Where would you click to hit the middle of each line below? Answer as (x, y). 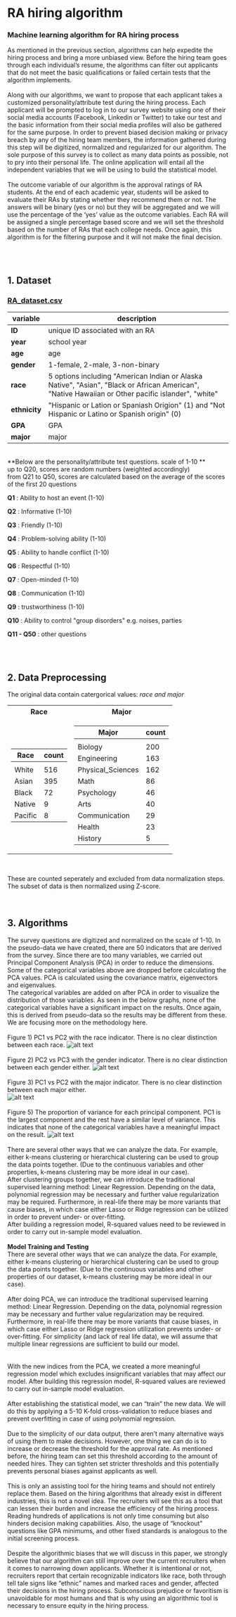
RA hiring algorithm (65, 13)
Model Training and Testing (48, 1246)
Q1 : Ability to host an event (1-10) (56, 498)
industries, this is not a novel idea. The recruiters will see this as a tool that (115, 1501)
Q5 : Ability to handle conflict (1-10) (58, 552)
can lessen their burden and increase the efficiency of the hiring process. (113, 1508)
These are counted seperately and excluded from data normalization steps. (116, 878)
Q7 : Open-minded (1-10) (43, 580)
